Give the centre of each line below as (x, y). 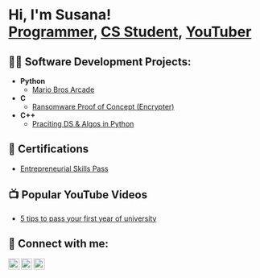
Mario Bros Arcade (63, 89)
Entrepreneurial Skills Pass (64, 168)
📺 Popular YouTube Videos (78, 195)
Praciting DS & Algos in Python (83, 124)
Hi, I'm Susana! (60, 15)
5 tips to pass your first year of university (88, 218)
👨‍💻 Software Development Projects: (100, 62)
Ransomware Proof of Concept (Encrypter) (103, 107)
